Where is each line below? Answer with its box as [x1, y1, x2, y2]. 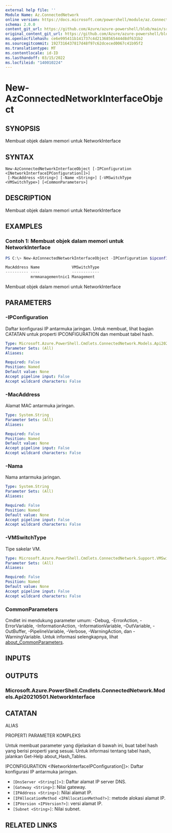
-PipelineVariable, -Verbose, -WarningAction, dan [28, 628, 132, 634]
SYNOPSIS [5, 124, 40, 133]
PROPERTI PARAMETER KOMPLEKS [5, 732, 81, 739]
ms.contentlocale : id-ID [5, 50, 58, 55]
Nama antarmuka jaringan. [5, 474, 61, 480]
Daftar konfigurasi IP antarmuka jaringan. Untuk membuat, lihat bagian [5, 325, 154, 331]
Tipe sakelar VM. [5, 546, 41, 552]
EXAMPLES [5, 222, 42, 231]
